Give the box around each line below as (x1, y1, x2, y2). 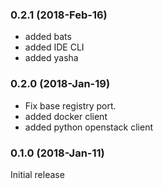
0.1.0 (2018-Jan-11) (10, 146, 105, 160)
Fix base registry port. (24, 99, 117, 112)
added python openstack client (24, 121, 154, 133)
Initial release (10, 168, 65, 180)
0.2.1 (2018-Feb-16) (10, 8, 108, 22)
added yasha (24, 52, 79, 64)
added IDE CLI (24, 41, 85, 53)
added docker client (24, 110, 108, 122)
